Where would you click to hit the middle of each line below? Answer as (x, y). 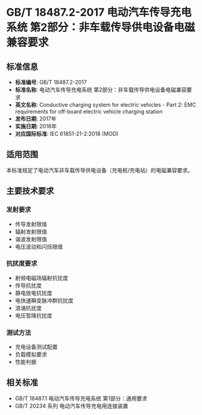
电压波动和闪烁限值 (39, 246)
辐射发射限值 (31, 231)
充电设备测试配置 (36, 347)
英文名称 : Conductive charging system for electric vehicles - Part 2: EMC (106, 105)
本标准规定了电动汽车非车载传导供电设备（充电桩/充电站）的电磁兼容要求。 (100, 170)
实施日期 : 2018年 (36, 126)
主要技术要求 (30, 191)
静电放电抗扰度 (33, 293)
